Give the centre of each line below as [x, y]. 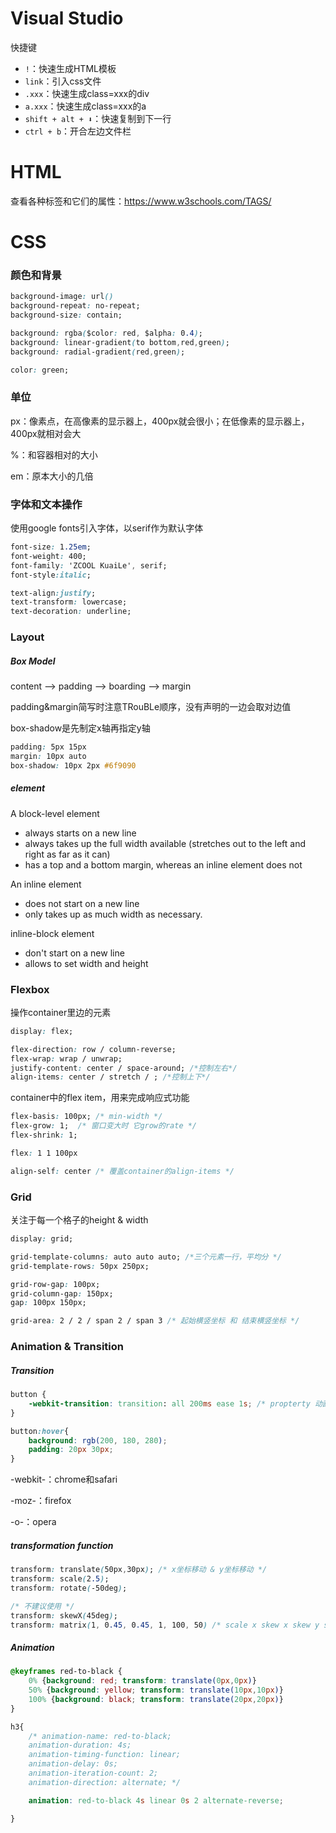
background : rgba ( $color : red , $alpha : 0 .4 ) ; [106, 333]
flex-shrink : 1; [44, 1135]
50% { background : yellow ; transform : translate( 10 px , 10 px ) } [156, 1690]
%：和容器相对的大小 [54, 454]
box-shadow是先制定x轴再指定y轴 [80, 728]
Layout [27, 637]
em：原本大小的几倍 [52, 476]
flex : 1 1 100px [44, 1153]
